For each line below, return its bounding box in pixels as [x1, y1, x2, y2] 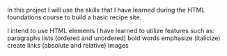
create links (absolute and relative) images [7, 41, 129, 49]
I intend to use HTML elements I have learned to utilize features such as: [7, 27, 214, 35]
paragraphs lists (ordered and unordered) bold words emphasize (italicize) [7, 34, 221, 42]
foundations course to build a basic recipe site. [7, 13, 142, 21]
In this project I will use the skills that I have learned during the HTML [7, 6, 205, 14]
